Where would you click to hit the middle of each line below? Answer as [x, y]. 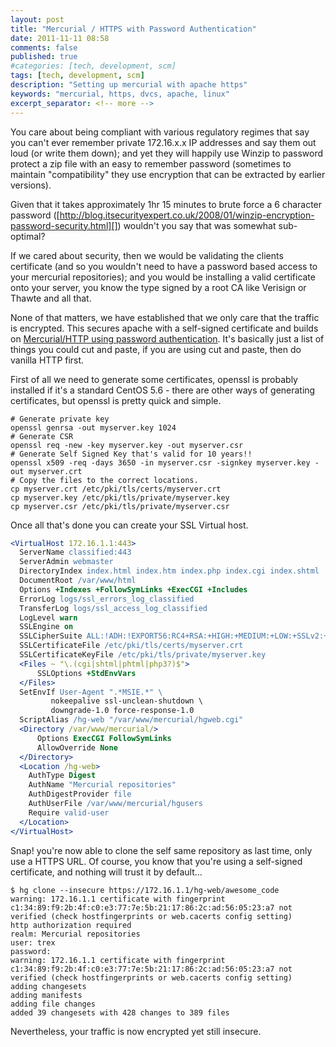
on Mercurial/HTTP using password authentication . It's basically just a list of [167, 338]
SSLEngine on [46, 627]
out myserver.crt [46, 471]
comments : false [44, 47]
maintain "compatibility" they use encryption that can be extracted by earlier [168, 174]
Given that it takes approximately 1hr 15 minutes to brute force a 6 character [166, 204]
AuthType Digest [62, 776]
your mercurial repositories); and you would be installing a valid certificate [163, 277]
